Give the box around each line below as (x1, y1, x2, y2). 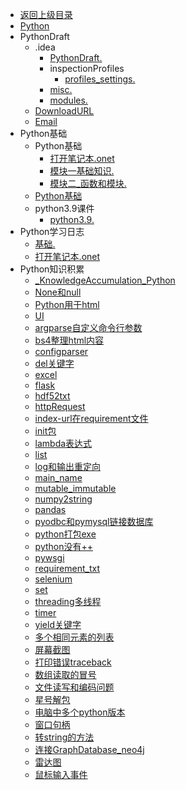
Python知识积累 (19, 263, 85, 275)
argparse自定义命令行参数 (34, 322, 143, 333)
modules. (49, 94, 88, 106)
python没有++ (34, 541, 94, 552)
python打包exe (34, 528, 97, 540)
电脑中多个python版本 (34, 706, 126, 718)
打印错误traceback (34, 656, 112, 668)
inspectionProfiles (49, 63, 125, 74)
